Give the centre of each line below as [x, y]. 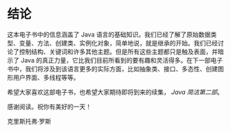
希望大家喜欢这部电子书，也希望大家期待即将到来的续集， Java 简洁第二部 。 [115, 92]
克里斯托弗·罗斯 [29, 121]
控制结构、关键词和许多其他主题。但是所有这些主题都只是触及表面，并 [118, 52]
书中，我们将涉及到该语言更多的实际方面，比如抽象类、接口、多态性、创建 [112, 69]
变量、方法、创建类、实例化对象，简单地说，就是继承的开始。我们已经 [118, 43]
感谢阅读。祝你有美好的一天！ [49, 107]
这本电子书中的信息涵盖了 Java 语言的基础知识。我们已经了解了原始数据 [109, 34]
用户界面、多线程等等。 [46, 77]
